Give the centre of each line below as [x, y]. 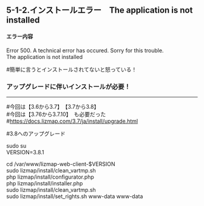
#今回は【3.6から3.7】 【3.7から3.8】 [53, 106]
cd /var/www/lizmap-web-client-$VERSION [61, 164]
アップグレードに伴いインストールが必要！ [68, 86]
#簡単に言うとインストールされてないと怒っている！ [72, 69]
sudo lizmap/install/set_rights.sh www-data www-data [75, 196]
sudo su [16, 146]
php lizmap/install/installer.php [45, 183]
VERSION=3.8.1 [25, 152]
